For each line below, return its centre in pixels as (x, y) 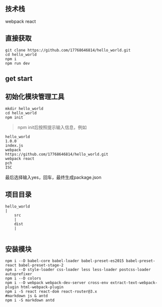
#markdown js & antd (27, 296)
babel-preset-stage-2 (41, 265)
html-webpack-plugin (42, 287)
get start (19, 79)
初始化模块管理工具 (35, 97)
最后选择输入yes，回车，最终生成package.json (53, 177)
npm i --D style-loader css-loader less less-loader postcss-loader (78, 270)
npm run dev (17, 63)
